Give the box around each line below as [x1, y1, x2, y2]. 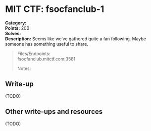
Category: [5, 20, 27, 26]
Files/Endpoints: [17, 51, 50, 57]
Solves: [5, 30, 21, 36]
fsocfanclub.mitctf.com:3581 [17, 56, 76, 62]
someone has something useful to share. [5, 41, 88, 47]
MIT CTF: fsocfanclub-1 [5, 3, 104, 15]
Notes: [17, 65, 31, 71]
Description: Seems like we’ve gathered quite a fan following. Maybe [5, 36, 146, 42]
